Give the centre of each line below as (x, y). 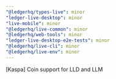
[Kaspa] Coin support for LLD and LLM (54, 69)
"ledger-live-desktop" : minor (44, 18)
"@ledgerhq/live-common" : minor (47, 29)
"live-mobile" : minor (33, 23)
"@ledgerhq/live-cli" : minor (43, 47)
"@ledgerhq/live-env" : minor (43, 52)
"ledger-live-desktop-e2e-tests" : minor (58, 40)
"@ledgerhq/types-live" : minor (45, 12)
